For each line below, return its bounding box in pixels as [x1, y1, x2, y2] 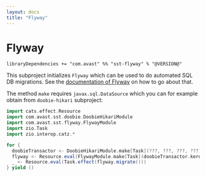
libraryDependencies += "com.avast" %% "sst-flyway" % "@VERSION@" [6, 61, 183, 67]
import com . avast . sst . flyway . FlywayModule [6, 120, 116, 126]
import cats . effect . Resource [6, 108, 81, 115]
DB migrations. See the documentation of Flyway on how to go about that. [6, 78, 193, 85]
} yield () [6, 165, 34, 171]
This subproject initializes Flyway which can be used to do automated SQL [6, 71, 193, 79]
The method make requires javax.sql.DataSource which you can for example [6, 90, 198, 98]
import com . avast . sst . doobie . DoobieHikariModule [6, 114, 133, 120]
